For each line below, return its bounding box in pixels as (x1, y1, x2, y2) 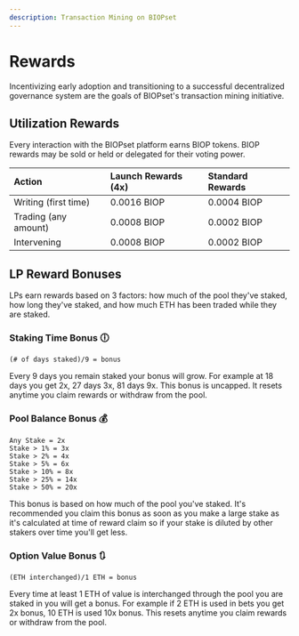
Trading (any (13, 211, 68, 223)
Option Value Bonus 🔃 (9, 549, 106, 561)
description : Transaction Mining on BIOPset (9, 12, 177, 22)
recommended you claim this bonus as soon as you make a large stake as (9, 508, 280, 519)
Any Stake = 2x (9, 436, 66, 445)
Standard (207, 170, 248, 182)
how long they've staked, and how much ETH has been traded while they (9, 300, 278, 310)
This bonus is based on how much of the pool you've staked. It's (9, 498, 246, 509)
